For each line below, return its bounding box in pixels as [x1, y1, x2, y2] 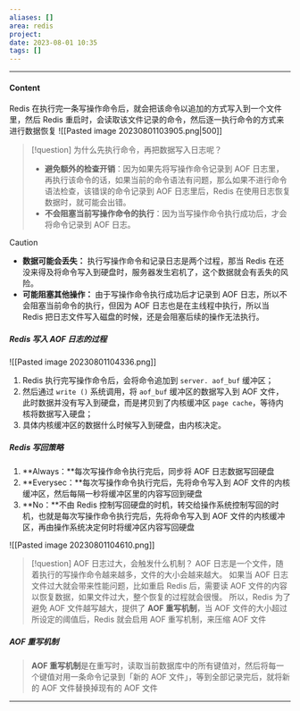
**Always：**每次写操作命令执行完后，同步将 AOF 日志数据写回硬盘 [21, 466, 275, 477]
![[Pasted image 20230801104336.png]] [9, 356, 157, 367]
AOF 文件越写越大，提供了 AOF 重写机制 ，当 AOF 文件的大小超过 [48, 603, 287, 614]
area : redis [9, 21, 54, 30]
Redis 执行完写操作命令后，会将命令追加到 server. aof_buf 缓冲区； [21, 375, 274, 386]
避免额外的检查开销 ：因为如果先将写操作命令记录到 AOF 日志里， [44, 163, 284, 174]
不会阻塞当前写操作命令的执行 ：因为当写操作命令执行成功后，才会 [44, 208, 287, 219]
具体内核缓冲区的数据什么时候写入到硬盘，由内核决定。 [21, 420, 226, 431]
